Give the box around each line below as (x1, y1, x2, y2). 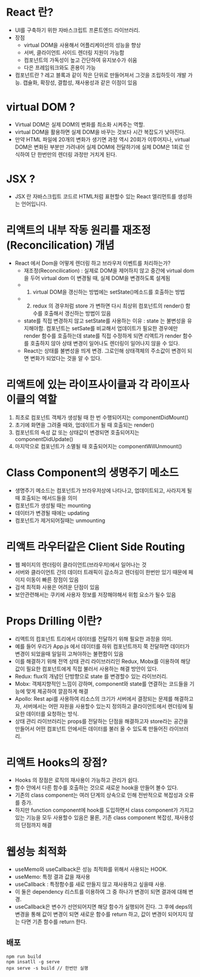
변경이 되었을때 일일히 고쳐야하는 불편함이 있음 (14, 650, 124, 657)
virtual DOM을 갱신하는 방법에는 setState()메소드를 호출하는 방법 (32, 288, 185, 295)
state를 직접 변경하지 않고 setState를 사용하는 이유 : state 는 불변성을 (23, 317, 186, 324)
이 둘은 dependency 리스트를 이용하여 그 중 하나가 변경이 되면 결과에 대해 (14, 888, 187, 895)
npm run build (6, 954, 42, 960)
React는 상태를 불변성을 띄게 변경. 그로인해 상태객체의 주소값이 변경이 (23, 347, 186, 354)
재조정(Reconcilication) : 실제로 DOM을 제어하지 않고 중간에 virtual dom (23, 267, 195, 274)
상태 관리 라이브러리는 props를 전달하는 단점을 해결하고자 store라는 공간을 (14, 717, 189, 725)
